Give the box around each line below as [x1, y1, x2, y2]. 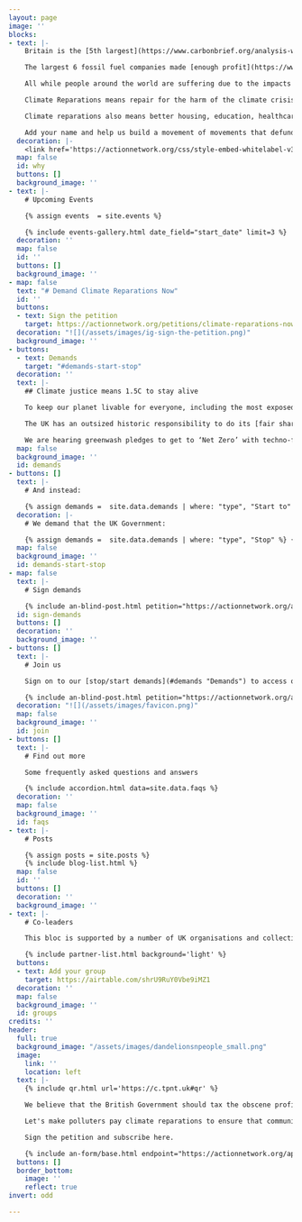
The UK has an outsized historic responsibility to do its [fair [24, 419, 276, 428]
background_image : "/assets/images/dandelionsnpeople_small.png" [16, 1042, 268, 1051]
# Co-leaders [24, 917, 74, 926]
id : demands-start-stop [16, 561, 105, 570]
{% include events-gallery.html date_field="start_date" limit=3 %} [24, 227, 288, 237]
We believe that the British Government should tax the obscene [24, 1100, 271, 1109]
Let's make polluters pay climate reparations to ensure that [24, 1117, 263, 1126]
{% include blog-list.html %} [24, 859, 139, 868]
